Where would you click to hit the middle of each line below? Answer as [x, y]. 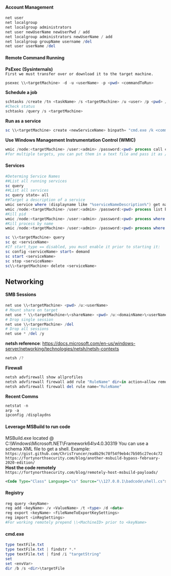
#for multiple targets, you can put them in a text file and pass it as [84, 154]
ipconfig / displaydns [28, 415]
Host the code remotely [31, 467]
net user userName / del [31, 46]
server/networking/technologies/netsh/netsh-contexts [62, 349]
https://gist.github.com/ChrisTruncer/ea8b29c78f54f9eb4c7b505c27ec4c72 [84, 453]
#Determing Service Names [33, 176]
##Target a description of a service [45, 200]
